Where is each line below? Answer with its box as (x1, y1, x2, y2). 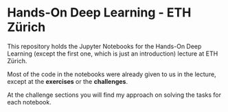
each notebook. (7, 98, 52, 106)
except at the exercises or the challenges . (7, 77, 128, 85)
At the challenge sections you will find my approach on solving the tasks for (7, 91, 222, 99)
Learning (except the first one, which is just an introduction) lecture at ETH (7, 49, 218, 58)
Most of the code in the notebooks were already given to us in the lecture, (7, 70, 216, 78)
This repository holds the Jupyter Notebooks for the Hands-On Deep (7, 42, 202, 50)
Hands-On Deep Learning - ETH (7, 5, 192, 21)
